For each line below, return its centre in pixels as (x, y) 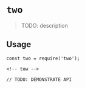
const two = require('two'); (43, 58)
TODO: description (45, 25)
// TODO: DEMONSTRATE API (39, 80)
